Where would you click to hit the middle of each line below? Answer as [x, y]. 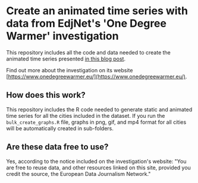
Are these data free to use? [57, 147]
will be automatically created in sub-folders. [60, 128]
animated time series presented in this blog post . [66, 59]
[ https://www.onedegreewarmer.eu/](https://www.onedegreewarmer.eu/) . [97, 76]
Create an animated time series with [97, 11]
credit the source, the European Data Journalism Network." [78, 174]
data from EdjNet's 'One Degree [86, 23]
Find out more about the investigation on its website [70, 70]
